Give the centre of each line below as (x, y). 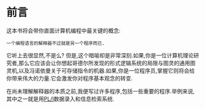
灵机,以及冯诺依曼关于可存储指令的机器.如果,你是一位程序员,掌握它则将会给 (101, 70)
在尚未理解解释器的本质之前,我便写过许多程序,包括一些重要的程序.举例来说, (101, 91)
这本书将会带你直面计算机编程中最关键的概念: (64, 31)
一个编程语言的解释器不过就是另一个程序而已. (56, 43)
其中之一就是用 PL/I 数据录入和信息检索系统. (60, 99)
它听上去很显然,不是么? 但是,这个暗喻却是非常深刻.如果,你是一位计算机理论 (100, 55)
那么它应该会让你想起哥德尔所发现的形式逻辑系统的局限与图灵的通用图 (107, 63)
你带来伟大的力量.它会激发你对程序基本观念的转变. (70, 78)
